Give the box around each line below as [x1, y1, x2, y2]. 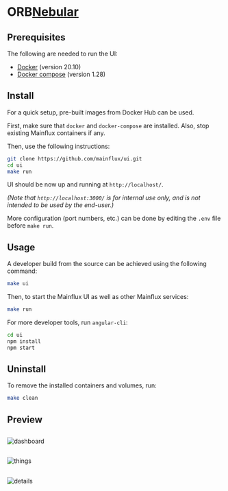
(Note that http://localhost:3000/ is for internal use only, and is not [7, 193, 201, 202]
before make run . [7, 221, 54, 230]
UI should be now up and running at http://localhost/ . [7, 180, 164, 189]
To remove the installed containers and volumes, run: [7, 381, 157, 390]
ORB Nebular [7, 4, 79, 20]
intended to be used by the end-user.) [7, 201, 114, 209]
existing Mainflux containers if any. [7, 128, 105, 137]
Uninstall [7, 363, 47, 375]
